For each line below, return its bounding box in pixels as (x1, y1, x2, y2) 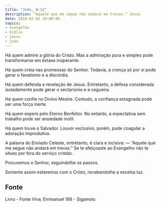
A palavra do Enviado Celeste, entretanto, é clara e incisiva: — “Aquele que (5, 140, 156, 146)
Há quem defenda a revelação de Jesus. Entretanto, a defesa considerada (5, 81, 155, 87)
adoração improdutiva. (5, 130, 51, 136)
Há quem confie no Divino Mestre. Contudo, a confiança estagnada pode (5, 96, 152, 102)
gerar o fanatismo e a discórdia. (5, 72, 69, 78)
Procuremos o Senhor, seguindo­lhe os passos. (5, 159, 99, 166)
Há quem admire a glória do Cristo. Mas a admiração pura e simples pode (5, 52, 153, 58)
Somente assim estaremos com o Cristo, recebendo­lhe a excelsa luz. (5, 169, 144, 175)
